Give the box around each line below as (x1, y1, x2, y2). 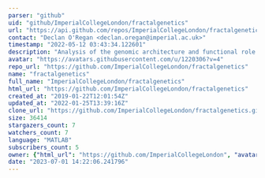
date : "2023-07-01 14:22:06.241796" (8, 158, 129, 166)
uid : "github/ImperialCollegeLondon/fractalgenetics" (8, 19, 189, 27)
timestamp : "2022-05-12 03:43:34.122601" (8, 41, 147, 49)
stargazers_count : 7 (8, 121, 77, 129)
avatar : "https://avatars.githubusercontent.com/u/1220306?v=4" (8, 56, 224, 64)
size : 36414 (8, 114, 47, 122)
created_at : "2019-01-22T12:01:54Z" (8, 92, 129, 100)
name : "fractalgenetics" (8, 70, 90, 78)
